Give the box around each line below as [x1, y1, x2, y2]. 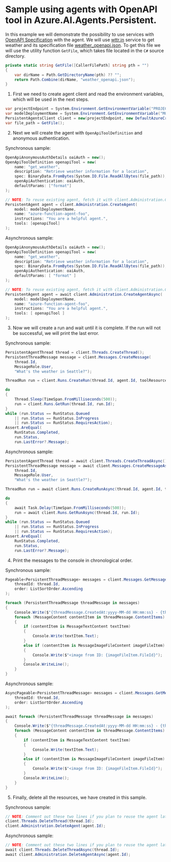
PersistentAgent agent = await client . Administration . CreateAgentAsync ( [5, 292, 163, 297]
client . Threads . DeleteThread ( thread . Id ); [5, 819, 95, 824]
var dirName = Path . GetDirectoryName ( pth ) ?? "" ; [14, 72, 122, 77]
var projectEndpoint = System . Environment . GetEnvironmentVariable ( [5, 106, 152, 112]
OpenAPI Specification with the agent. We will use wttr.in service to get [5, 37, 154, 43]
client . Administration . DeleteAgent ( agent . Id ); [5, 823, 106, 829]
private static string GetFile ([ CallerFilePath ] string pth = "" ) [5, 63, 149, 68]
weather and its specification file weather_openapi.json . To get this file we [5, 42, 161, 48]
